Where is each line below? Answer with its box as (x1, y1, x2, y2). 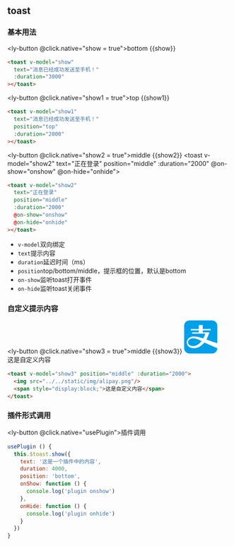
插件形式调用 (7, 410, 52, 420)
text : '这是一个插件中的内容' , (20, 458, 102, 465)
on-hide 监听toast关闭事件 (17, 284, 92, 292)
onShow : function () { (20, 480, 87, 487)
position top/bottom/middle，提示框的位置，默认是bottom (17, 266, 187, 275)
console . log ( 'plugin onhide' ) (25, 510, 115, 517)
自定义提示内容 (7, 303, 59, 313)
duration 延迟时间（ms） (17, 257, 90, 266)
